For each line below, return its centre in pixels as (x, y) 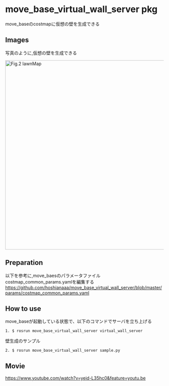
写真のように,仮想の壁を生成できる (41, 53)
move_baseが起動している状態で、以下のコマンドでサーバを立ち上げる (78, 321)
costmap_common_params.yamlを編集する (50, 282)
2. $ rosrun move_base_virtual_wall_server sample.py (63, 351)
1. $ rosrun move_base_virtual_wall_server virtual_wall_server (74, 331)
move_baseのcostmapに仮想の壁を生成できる (52, 24)
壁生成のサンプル (23, 341)
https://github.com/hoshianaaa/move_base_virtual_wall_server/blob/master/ (84, 287)
